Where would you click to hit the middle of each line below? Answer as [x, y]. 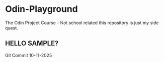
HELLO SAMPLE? [32, 44]
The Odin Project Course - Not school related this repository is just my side [82, 23]
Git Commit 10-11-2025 [29, 55]
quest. [12, 28]
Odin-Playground [41, 9]
